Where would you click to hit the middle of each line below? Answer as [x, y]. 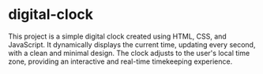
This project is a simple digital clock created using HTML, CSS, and [117, 36]
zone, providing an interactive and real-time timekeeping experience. [120, 61]
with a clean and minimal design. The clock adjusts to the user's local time [129, 53]
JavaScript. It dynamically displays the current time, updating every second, [132, 44]
